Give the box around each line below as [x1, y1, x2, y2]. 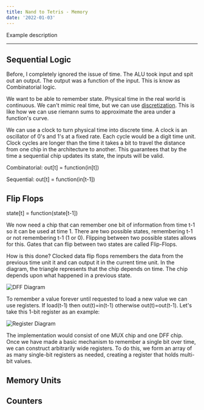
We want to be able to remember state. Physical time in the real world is [6, 95, 186, 103]
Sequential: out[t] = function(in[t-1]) [6, 176, 95, 183]
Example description [6, 31, 58, 38]
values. [14, 358, 32, 365]
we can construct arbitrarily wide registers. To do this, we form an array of [6, 344, 192, 352]
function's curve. [6, 115, 49, 122]
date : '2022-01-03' [6, 15, 56, 21]
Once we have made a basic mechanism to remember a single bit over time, [6, 338, 196, 346]
